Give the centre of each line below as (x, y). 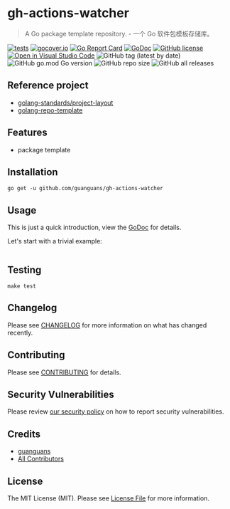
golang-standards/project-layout (65, 103)
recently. (20, 332)
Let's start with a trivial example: (55, 241)
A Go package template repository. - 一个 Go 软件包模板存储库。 (119, 33)
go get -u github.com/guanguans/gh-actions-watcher (85, 189)
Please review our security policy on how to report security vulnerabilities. (116, 411)
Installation (33, 172)
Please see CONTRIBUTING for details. (65, 372)
